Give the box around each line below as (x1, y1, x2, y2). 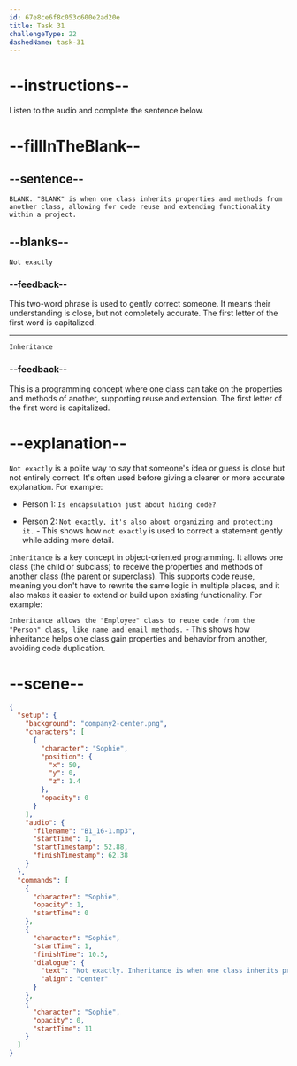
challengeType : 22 (9, 29, 77, 38)
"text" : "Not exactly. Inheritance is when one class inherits (41, 967, 278, 976)
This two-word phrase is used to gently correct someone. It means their (9, 299, 271, 309)
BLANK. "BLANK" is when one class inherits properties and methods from (9, 195, 283, 204)
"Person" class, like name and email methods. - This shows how (9, 624, 250, 634)
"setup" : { (17, 711, 57, 720)
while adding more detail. (21, 534, 115, 545)
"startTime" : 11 (32, 1024, 93, 1033)
